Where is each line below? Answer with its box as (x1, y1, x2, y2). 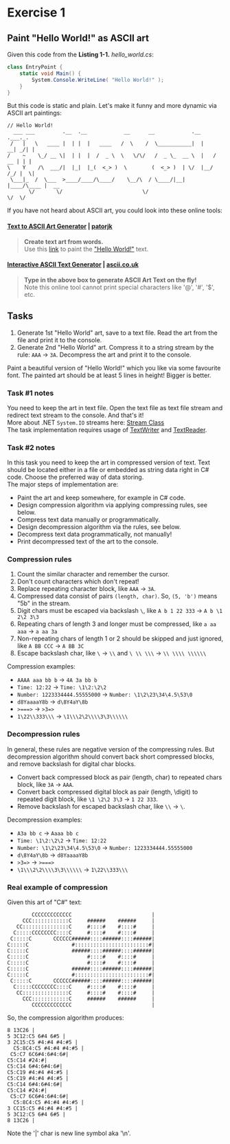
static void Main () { (19, 70, 81, 77)
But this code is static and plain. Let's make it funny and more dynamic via (7, 102, 218, 110)
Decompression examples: (7, 816, 82, 824)
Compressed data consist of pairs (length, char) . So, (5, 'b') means (16, 592, 218, 601)
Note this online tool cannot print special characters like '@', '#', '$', (23, 283, 215, 291)
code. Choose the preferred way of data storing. (7, 473, 144, 482)
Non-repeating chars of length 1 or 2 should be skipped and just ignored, (16, 634, 224, 643)
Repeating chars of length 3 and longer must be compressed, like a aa (16, 620, 216, 628)
